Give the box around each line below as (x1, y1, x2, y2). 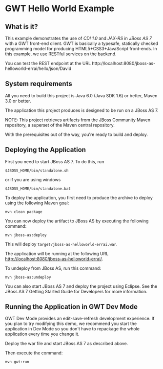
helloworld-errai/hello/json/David (5, 65, 72, 71)
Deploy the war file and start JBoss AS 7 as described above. (5, 341, 128, 347)
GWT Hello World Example (5, 3, 115, 14)
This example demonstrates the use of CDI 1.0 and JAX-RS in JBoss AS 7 (5, 35, 152, 41)
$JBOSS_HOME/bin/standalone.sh (5, 168, 69, 173)
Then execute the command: (5, 350, 63, 356)
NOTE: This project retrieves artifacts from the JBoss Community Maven (5, 117, 150, 123)
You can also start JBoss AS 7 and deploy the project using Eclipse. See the (5, 283, 158, 289)
